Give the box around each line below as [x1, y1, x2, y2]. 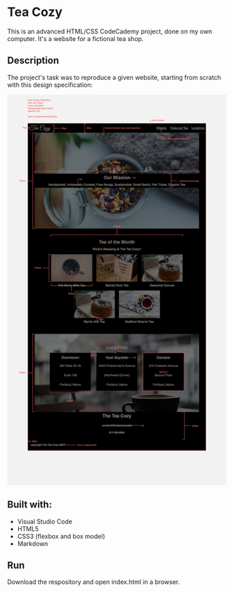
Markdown [17, 539, 49, 548]
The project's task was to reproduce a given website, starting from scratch [7, 73, 221, 81]
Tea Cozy [7, 4, 63, 20]
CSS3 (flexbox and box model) [17, 532, 106, 540]
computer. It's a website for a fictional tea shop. [7, 34, 144, 42]
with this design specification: [7, 81, 93, 89]
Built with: [7, 498, 52, 511]
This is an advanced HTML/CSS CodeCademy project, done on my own [7, 27, 212, 35]
